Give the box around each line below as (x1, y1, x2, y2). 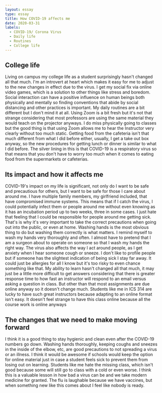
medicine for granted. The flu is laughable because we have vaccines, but (5, 377, 152, 383)
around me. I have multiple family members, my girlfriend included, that (5, 193, 147, 199)
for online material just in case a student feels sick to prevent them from (5, 357, 148, 362)
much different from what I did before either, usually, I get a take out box (5, 136, 149, 141)
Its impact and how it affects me (5, 170, 103, 178)
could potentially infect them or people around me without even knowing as (5, 204, 156, 210)
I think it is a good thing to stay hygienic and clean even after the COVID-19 (5, 336, 155, 342)
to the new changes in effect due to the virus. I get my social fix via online (5, 84, 152, 90)
